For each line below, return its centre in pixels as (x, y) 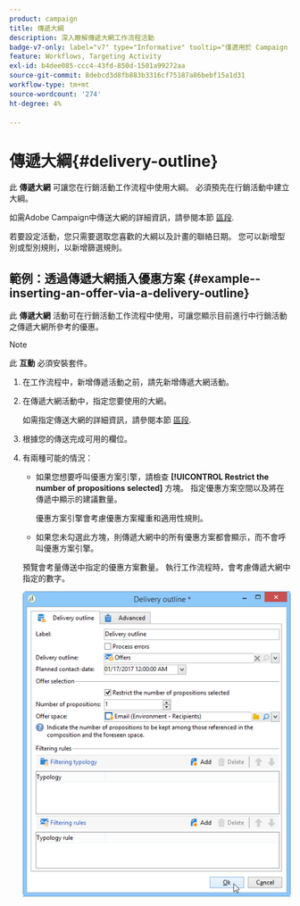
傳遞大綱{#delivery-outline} (114, 161)
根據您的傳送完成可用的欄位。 (77, 439)
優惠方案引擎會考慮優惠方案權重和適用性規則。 (121, 519)
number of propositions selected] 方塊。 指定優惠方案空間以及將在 (160, 488)
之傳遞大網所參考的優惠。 (56, 327)
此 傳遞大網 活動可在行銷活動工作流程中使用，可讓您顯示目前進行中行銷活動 (148, 316)
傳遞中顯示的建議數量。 (79, 499)
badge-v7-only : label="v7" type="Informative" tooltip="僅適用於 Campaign (149, 47)
